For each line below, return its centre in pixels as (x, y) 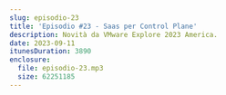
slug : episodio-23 (44, 18)
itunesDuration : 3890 (51, 52)
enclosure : (30, 60)
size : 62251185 (46, 77)
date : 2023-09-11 (42, 43)
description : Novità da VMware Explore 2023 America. (114, 34)
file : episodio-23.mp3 (61, 69)
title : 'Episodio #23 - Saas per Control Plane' (103, 26)
